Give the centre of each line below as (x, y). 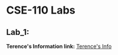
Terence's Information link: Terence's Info (59, 46)
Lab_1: (18, 32)
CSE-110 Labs (41, 10)
